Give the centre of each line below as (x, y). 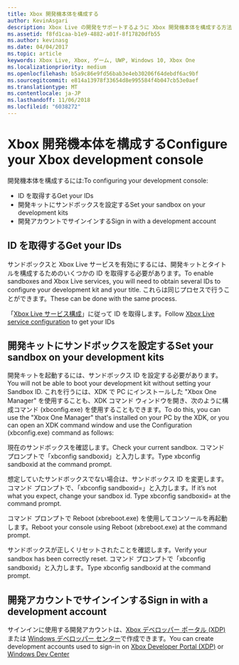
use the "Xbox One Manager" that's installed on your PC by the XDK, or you (118, 418)
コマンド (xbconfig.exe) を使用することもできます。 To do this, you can (117, 410)
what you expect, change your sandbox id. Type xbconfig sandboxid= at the (119, 496)
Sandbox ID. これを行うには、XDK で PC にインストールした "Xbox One (112, 392)
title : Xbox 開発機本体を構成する (53, 14)
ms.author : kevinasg (38, 41)
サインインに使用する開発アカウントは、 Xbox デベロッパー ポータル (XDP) (117, 630)
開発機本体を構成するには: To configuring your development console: (108, 180)
